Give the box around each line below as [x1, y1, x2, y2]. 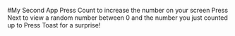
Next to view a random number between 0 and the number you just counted [7, 13, 228, 22]
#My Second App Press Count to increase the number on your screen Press [7, 6, 228, 14]
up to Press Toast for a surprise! [7, 21, 101, 29]
